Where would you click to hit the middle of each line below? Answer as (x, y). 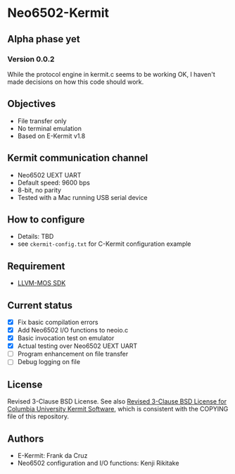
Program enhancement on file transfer (73, 354)
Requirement (36, 266)
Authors (26, 438)
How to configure (46, 219)
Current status (40, 305)
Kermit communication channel (78, 158)
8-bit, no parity (39, 190)
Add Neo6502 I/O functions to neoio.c (73, 330)
